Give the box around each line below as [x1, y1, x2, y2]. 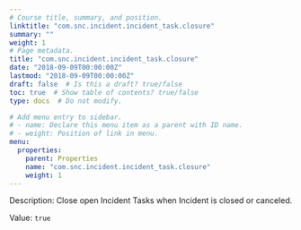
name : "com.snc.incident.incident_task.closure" [25, 162, 211, 171]
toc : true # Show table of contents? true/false [9, 88, 199, 97]
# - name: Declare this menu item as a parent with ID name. [9, 121, 243, 130]
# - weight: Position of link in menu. [9, 129, 159, 139]
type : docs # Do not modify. [9, 96, 123, 106]
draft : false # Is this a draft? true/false [9, 80, 182, 89]
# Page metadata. [9, 47, 75, 55]
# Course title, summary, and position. [9, 13, 164, 22]
